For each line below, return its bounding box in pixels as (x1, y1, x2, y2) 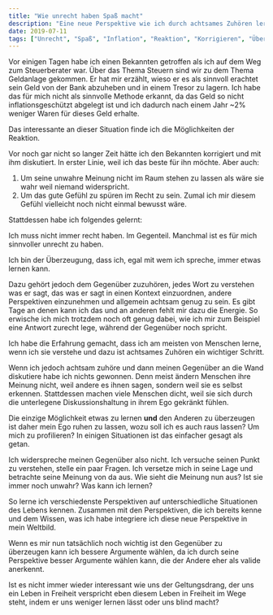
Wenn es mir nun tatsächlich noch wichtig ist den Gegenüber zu (8, 539, 223, 548)
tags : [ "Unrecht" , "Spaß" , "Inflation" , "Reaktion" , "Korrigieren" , (8, 34, 245, 43)
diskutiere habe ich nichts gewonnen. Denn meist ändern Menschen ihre (8, 372, 251, 382)
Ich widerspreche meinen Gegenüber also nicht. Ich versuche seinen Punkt (8, 455, 260, 465)
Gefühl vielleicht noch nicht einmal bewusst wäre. (19, 199, 187, 209)
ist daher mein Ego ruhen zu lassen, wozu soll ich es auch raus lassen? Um (8, 422, 260, 432)
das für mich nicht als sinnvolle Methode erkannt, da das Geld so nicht (8, 91, 245, 102)
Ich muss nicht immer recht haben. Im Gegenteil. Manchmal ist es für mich (8, 231, 258, 241)
